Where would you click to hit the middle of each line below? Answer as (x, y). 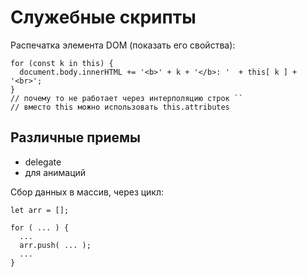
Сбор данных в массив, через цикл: (87, 192)
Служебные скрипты (103, 17)
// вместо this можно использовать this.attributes (120, 107)
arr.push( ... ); (55, 245)
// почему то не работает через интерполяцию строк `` (127, 98)
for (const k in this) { (62, 63)
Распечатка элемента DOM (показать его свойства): (123, 45)
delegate (43, 162)
